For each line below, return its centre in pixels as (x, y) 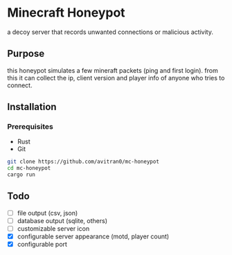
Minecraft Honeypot (66, 13)
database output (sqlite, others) (62, 220)
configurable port (42, 245)
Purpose (26, 54)
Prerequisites (30, 127)
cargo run (21, 175)
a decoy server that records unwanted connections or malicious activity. (110, 32)
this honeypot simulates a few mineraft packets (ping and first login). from (113, 70)
